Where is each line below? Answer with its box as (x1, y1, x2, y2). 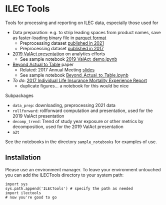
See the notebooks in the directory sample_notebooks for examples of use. (5, 139, 157, 145)
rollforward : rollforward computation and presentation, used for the (12, 108, 153, 114)
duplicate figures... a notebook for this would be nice (19, 82, 129, 88)
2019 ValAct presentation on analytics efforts (12, 51, 105, 57)
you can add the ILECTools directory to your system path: (5, 172, 124, 178)
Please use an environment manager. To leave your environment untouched (5, 166, 161, 172)
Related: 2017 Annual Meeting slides (19, 66, 95, 73)
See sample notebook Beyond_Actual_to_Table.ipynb (19, 72, 128, 78)
